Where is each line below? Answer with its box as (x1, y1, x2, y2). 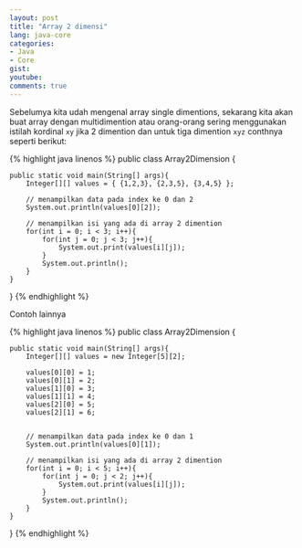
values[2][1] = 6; (26, 407, 96, 416)
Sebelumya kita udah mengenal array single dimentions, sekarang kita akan (9, 106, 294, 117)
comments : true (9, 81, 68, 90)
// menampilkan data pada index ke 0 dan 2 (26, 195, 194, 204)
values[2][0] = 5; (26, 399, 96, 409)
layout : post (9, 13, 59, 23)
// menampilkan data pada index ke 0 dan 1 (26, 431, 194, 441)
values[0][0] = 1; (26, 367, 96, 377)
